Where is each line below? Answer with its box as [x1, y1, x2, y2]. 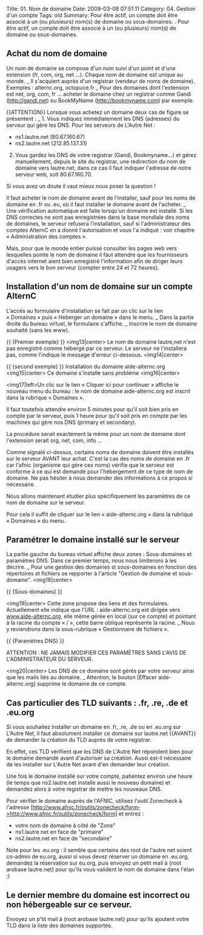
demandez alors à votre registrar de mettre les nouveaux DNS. [6, 785, 162, 793]
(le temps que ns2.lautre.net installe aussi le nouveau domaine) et [6, 779, 171, 786]
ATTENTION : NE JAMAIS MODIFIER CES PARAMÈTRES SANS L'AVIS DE [6, 649, 187, 657]
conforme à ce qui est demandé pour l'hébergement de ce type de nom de [6, 467, 193, 475]
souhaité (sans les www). [6, 326, 70, 333]
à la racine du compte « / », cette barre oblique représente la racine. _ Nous [6, 619, 195, 626]
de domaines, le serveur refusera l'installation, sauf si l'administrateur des [6, 220, 191, 227]
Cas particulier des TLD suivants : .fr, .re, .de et [6, 697, 188, 708]
